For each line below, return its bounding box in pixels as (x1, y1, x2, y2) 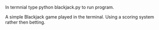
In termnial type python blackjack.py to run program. (5, 4, 114, 10)
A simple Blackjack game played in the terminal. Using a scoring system (5, 14, 154, 19)
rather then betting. (5, 19, 45, 25)
